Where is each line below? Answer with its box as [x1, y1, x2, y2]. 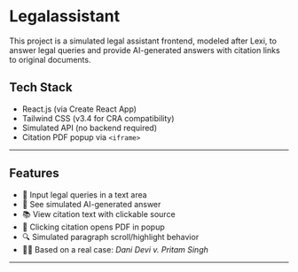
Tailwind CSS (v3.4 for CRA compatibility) [21, 113, 175, 123]
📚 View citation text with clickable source [21, 208, 176, 219]
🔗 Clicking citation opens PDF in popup [21, 221, 166, 232]
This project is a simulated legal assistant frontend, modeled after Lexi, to [9, 35, 278, 46]
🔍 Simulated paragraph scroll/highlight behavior [21, 231, 200, 242]
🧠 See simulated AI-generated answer [21, 198, 161, 209]
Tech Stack [9, 80, 73, 95]
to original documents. [9, 54, 91, 65]
